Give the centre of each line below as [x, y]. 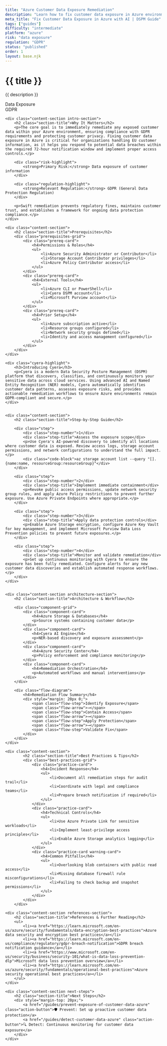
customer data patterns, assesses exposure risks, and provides [73, 390]
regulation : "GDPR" [25, 42]
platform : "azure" [24, 33]
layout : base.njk [23, 56]
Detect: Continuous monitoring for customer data [81, 1025]
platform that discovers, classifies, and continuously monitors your [80, 376]
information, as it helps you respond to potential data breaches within [83, 145]
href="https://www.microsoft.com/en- [78, 952]
